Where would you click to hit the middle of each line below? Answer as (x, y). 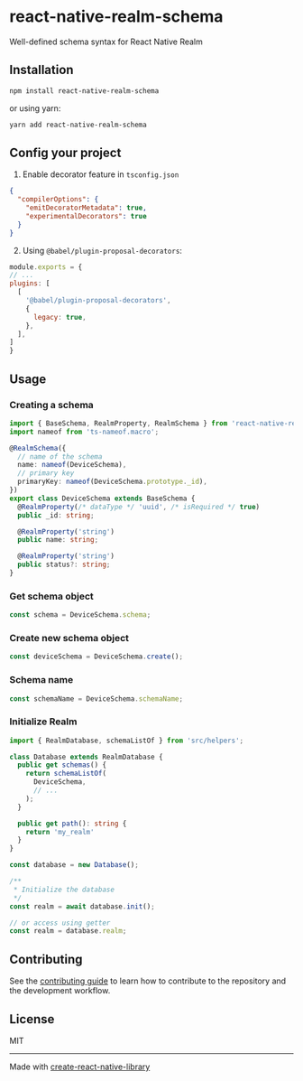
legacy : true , (60, 317)
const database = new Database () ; (74, 865)
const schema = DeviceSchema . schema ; (80, 615)
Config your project (65, 152)
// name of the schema (60, 457)
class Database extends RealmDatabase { (87, 757)
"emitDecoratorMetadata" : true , (86, 208)
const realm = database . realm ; (68, 931)
